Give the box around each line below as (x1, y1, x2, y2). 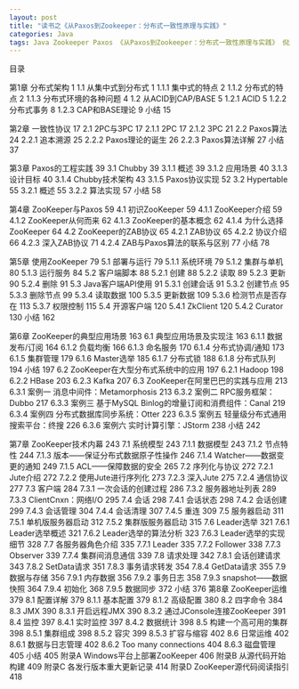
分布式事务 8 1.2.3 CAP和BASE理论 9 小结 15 (9, 104, 172, 116)
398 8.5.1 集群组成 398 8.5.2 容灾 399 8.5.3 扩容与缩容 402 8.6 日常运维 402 (9, 628, 289, 639)
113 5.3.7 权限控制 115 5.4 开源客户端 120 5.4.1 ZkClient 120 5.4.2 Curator (19, 301, 284, 312)
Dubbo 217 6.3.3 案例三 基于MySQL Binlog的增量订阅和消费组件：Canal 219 (9, 398, 287, 409)
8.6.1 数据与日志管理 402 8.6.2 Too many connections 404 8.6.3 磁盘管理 (9, 639, 276, 650)
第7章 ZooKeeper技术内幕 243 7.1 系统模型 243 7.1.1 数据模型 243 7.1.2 (9, 439, 263, 450)
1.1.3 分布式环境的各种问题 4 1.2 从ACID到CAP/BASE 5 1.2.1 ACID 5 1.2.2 (26, 93, 287, 104)
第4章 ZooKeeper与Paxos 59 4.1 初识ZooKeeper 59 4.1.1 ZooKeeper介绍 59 (9, 204, 283, 215)
